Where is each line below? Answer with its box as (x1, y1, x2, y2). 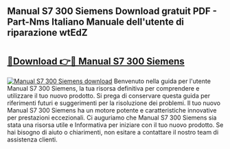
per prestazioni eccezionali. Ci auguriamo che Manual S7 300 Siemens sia (7, 113, 217, 122)
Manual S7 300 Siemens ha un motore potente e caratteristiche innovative (7, 106, 217, 114)
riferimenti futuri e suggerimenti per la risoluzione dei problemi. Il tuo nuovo (7, 99, 221, 107)
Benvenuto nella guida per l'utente (113, 77, 211, 85)
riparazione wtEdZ (7, 27, 88, 38)
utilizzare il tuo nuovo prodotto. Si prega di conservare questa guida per (7, 92, 211, 100)
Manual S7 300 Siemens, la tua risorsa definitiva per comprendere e (7, 84, 200, 92)
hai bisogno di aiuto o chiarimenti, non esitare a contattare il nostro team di (7, 128, 219, 136)
